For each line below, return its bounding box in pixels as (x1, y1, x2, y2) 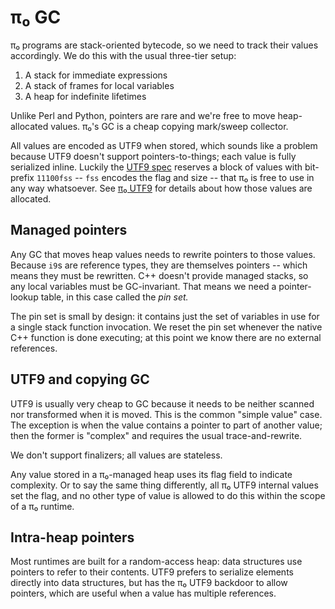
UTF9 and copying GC (10, 371, 150, 388)
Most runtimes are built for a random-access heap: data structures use (10, 556, 303, 568)
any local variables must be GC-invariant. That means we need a (10, 280, 277, 292)
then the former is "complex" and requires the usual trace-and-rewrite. (10, 429, 303, 441)
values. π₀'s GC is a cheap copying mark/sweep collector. (50, 120, 289, 132)
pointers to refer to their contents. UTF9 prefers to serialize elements (10, 566, 294, 578)
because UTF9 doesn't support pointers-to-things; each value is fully (10, 150, 297, 162)
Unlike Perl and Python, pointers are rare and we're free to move (10, 109, 276, 121)
